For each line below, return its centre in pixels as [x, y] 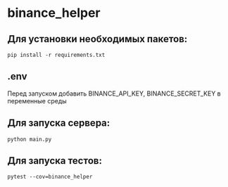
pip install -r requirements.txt [56, 55]
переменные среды [37, 101]
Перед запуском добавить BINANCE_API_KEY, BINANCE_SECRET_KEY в [114, 93]
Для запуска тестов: [55, 161]
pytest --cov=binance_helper [50, 177]
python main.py [30, 139]
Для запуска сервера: [59, 123]
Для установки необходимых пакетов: [97, 39]
